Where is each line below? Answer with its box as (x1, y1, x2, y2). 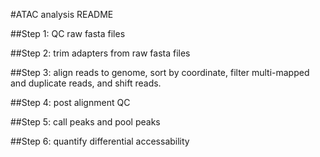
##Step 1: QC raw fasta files (10, 28, 126, 39)
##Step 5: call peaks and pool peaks (10, 116, 161, 128)
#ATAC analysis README (10, 9, 114, 20)
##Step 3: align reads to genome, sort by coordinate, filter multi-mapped (10, 67, 310, 78)
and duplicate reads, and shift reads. (10, 77, 162, 89)
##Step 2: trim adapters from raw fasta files (10, 47, 191, 59)
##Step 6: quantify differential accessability (10, 135, 190, 147)
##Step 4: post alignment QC (10, 97, 131, 108)
